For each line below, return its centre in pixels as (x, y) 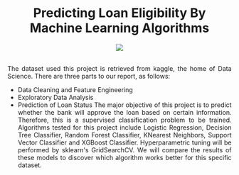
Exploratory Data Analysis (55, 97)
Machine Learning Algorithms (119, 28)
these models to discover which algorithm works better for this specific (124, 157)
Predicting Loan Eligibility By (119, 13)
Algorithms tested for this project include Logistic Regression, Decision (124, 127)
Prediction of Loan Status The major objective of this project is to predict (124, 105)
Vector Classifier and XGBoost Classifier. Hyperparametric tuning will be (124, 142)
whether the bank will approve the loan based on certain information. (124, 112)
